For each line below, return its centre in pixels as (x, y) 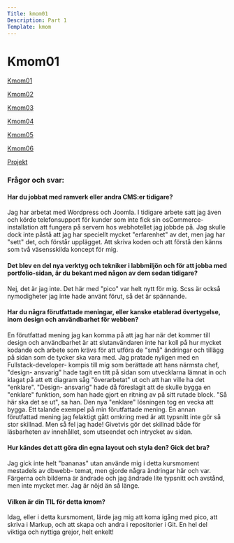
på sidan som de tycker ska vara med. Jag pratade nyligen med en (103, 357)
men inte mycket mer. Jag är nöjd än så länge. (73, 486)
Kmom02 (20, 94)
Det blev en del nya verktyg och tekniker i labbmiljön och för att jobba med (117, 266)
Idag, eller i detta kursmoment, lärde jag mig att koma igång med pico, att (112, 517)
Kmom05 (20, 135)
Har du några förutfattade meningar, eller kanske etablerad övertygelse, (114, 312)
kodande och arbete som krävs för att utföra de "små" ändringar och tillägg (116, 350)
